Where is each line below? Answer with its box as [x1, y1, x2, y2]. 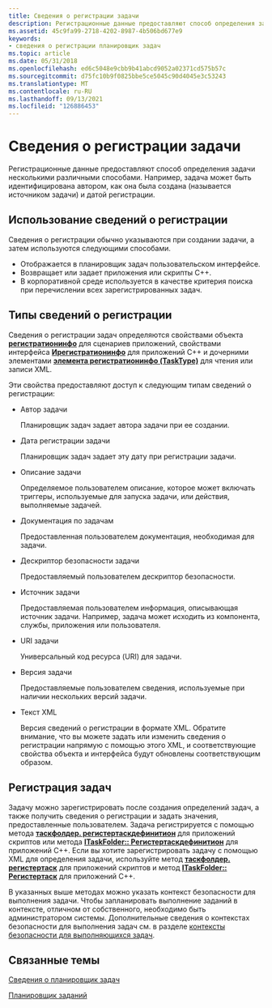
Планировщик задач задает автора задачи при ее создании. [19, 420, 230, 429]
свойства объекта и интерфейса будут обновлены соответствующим [19, 749, 261, 758]
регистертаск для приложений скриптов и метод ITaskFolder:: [8, 862, 227, 872]
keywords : [8, 34, 42, 43]
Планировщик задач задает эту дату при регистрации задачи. [19, 451, 236, 461]
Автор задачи [19, 404, 68, 414]
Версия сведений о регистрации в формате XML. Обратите [19, 723, 227, 733]
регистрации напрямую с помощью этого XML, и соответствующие [19, 740, 257, 750]
